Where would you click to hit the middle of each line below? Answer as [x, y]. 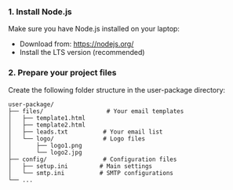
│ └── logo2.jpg [45, 152]
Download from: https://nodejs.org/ [76, 44]
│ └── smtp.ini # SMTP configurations [91, 173]
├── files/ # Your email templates [96, 111]
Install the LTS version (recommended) [82, 53]
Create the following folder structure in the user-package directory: [117, 90]
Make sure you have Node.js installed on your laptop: [94, 29]
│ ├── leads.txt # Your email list [86, 132]
